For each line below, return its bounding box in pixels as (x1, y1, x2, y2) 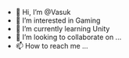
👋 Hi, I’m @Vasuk (15, 8, 71, 16)
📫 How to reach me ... (15, 42, 88, 50)
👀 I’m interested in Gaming (15, 16, 101, 25)
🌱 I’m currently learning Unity (15, 24, 110, 33)
